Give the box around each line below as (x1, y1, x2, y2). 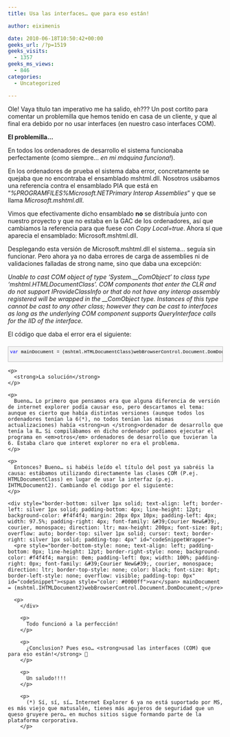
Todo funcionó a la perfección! (25, 621, 119, 627)
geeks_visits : (8, 48, 49, 55)
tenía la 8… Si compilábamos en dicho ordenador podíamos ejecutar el (8, 428, 214, 435)
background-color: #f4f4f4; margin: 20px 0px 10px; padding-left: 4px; (8, 512, 217, 519)
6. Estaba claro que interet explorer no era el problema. (8, 440, 181, 447)
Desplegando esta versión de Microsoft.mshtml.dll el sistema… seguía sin (8, 245, 216, 253)
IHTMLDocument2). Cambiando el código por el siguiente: (8, 482, 174, 489)
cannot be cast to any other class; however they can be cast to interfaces (8, 302, 218, 310)
